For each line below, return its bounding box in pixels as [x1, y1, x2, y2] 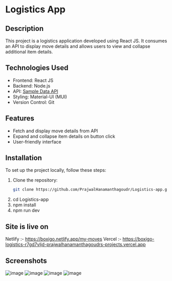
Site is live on [5, 222, 49, 231]
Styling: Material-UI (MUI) [12, 94, 67, 100]
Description [5, 24, 44, 33]
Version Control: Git [12, 99, 55, 105]
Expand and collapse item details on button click [12, 133, 116, 139]
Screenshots [5, 256, 47, 265]
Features [5, 114, 34, 123]
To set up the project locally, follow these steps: [5, 167, 107, 173]
